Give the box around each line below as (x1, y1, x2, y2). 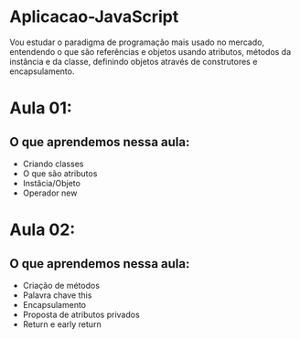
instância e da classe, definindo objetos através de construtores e (9, 56, 258, 67)
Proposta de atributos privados (22, 309, 140, 320)
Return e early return (22, 318, 102, 330)
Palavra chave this (22, 290, 92, 301)
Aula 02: (9, 219, 76, 240)
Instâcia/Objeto (22, 177, 80, 188)
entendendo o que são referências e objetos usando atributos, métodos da (9, 46, 292, 57)
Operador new (22, 187, 78, 198)
